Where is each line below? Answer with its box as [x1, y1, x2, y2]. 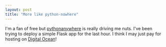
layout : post [5, 7, 32, 12]
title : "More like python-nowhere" [5, 12, 79, 17]
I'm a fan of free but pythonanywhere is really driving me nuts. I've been [5, 25, 153, 31]
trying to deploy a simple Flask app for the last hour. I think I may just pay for [5, 31, 162, 37]
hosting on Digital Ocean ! [5, 36, 57, 42]
